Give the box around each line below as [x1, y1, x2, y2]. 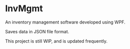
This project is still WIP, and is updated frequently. [5, 38, 108, 44]
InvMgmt [5, 3, 43, 14]
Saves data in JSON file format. [5, 28, 69, 34]
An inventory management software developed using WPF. [5, 19, 126, 25]
